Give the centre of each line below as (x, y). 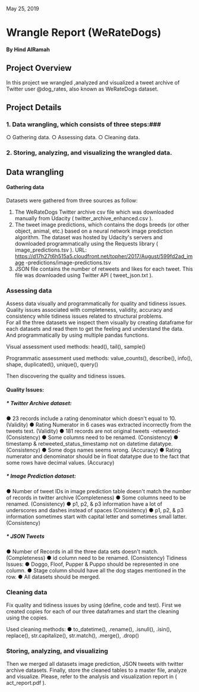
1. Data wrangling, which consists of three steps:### (84, 124)
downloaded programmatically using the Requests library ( (86, 243)
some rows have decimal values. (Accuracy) (60, 462)
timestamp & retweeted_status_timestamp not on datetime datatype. (90, 443)
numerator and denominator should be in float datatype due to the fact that (98, 456)
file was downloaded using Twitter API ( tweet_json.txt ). (84, 275)
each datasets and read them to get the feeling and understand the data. (95, 329)
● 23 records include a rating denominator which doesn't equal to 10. (91, 418)
